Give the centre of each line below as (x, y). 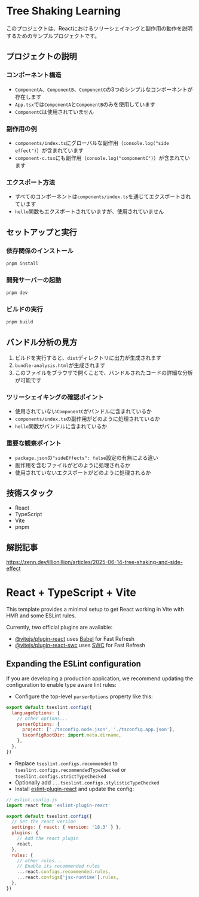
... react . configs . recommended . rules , (64, 872)
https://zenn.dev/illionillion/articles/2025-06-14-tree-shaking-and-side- (95, 562)
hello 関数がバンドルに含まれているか (61, 426)
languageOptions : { (36, 713)
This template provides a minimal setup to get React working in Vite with (95, 610)
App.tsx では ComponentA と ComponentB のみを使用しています (85, 104)
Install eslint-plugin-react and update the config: (74, 789)
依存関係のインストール (40, 251)
